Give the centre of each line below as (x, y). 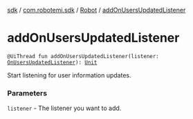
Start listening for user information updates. (69, 75)
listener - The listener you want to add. (64, 108)
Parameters (27, 93)
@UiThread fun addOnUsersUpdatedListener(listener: (83, 56)
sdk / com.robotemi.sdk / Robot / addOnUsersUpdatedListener (96, 10)
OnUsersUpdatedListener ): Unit (52, 62)
